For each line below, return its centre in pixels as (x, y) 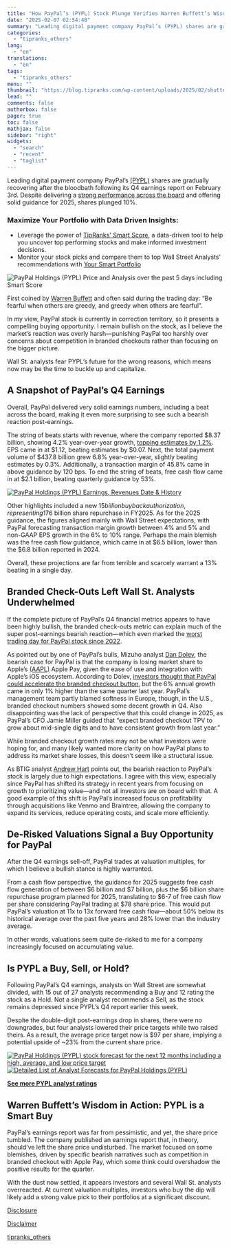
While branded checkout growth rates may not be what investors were (107, 741)
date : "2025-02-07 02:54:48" (49, 20)
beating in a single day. (40, 570)
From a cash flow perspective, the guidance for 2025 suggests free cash (110, 882)
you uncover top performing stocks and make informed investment (112, 242)
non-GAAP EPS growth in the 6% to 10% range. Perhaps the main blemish (112, 535)
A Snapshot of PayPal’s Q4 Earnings (86, 391)
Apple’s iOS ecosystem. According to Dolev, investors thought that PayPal (112, 676)
